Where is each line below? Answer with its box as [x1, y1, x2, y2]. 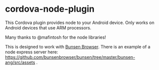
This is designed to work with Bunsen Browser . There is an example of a [5, 44, 151, 49]
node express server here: [5, 49, 58, 55]
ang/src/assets [5, 59, 35, 65]
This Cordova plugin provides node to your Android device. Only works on [5, 20, 155, 25]
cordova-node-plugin [5, 3, 94, 15]
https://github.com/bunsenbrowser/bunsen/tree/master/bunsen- [5, 54, 136, 60]
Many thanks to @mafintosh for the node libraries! [5, 34, 106, 40]
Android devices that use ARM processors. [5, 24, 91, 30]
